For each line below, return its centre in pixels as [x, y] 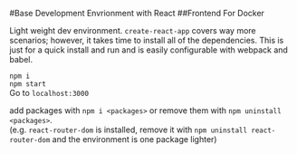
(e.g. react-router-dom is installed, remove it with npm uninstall [128, 130]
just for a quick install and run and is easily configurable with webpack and [148, 50]
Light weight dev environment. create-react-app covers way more [133, 30]
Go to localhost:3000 [49, 93]
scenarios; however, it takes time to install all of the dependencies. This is [147, 40]
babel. [21, 59]
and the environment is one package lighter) [134, 139]
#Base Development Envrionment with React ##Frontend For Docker [137, 13]
